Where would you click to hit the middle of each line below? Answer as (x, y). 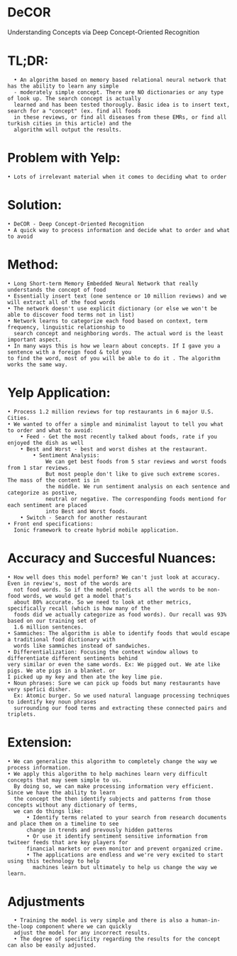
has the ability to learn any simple (63, 86)
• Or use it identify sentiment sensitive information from (117, 836)
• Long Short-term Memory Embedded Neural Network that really (103, 283)
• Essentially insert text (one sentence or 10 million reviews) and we (117, 296)
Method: (33, 264)
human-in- (206, 920)
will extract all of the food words (61, 302)
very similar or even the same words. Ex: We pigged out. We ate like (114, 664)
